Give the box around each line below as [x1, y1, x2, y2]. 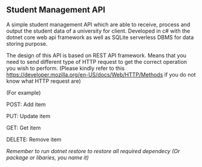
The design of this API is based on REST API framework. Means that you [6, 51, 186, 59]
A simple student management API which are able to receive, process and [6, 20, 191, 28]
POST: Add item [6, 101, 47, 108]
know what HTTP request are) [6, 77, 82, 84]
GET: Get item [6, 124, 41, 131]
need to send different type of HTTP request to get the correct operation [6, 58, 187, 65]
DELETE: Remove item [6, 136, 62, 143]
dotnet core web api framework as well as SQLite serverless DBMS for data [6, 33, 194, 41]
